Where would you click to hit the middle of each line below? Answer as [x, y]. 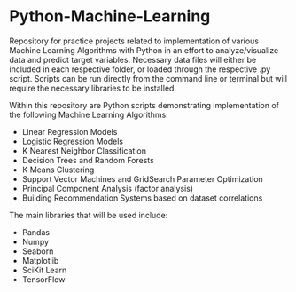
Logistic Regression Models [73, 141]
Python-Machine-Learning [110, 16]
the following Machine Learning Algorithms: [89, 114]
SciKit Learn [44, 270]
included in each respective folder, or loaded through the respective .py [140, 69]
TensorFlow [43, 279]
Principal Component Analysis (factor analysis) [107, 188]
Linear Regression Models [70, 131]
